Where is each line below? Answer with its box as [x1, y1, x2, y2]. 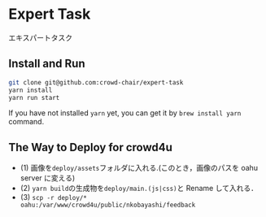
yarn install [8, 86, 53, 94]
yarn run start [8, 93, 60, 102]
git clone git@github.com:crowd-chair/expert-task [8, 78, 184, 86]
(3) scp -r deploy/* [20, 193, 87, 202]
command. [8, 117, 45, 127]
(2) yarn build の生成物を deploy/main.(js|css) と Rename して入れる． [20, 184, 259, 193]
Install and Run [8, 57, 85, 71]
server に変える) [20, 173, 76, 183]
